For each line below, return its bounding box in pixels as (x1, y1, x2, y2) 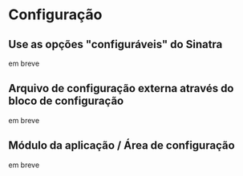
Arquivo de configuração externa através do (8, 82, 234, 95)
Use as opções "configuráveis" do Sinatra (8, 38, 223, 51)
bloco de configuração (8, 94, 124, 108)
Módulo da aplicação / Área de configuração (8, 138, 235, 153)
